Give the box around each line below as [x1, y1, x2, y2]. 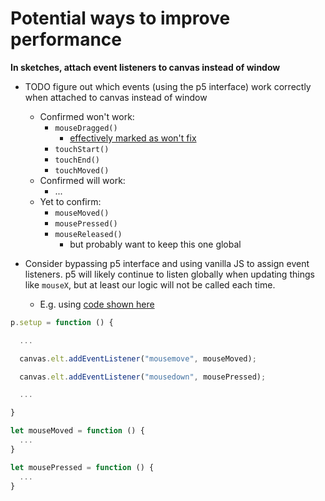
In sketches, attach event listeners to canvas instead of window [10, 61, 281, 73]
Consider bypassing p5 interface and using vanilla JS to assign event [24, 257, 310, 269]
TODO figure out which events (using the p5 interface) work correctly [24, 80, 312, 92]
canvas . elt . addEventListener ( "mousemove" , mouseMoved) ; [19, 353, 257, 364]
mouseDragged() [54, 123, 118, 133]
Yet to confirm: [39, 195, 102, 207]
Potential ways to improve [10, 7, 231, 30]
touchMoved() [54, 165, 110, 176]
